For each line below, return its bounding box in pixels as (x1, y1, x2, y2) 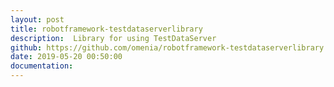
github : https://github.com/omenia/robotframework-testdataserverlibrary (10, 42, 325, 53)
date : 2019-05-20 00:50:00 (10, 52, 123, 62)
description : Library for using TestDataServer (10, 33, 217, 43)
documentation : (10, 61, 74, 71)
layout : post (10, 14, 65, 25)
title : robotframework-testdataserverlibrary (10, 24, 203, 34)
